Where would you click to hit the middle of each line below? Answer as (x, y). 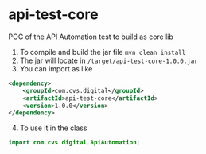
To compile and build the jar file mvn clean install (103, 52)
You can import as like (56, 68)
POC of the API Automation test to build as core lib (91, 37)
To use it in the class (53, 128)
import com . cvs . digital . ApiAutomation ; (74, 143)
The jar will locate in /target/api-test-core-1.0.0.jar (109, 60)
